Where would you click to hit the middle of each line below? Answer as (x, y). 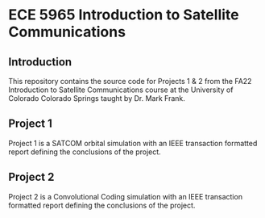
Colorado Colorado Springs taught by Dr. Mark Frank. (97, 98)
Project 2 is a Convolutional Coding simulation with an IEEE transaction (126, 196)
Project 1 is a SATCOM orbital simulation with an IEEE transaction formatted (133, 143)
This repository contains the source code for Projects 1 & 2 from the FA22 (130, 81)
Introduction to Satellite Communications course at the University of (121, 90)
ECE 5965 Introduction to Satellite (124, 15)
